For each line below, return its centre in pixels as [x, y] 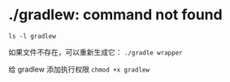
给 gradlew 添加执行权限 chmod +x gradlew [79, 69]
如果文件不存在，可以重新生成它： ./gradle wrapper [95, 52]
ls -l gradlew [33, 36]
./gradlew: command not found [115, 15]
